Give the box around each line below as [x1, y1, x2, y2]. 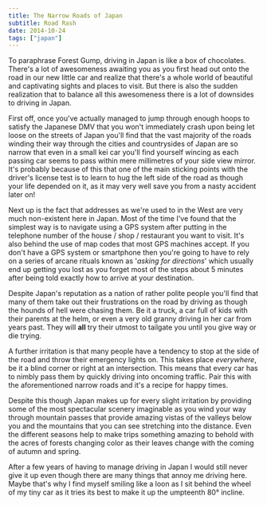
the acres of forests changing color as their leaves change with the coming [8, 438, 254, 448]
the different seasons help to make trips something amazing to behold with [8, 430, 254, 440]
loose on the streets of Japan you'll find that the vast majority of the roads [8, 131, 253, 140]
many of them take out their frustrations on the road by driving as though [8, 297, 248, 307]
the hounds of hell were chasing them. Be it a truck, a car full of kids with [8, 306, 249, 315]
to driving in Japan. [8, 98, 72, 108]
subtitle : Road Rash [8, 19, 77, 27]
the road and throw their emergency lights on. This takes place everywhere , [8, 355, 257, 365]
